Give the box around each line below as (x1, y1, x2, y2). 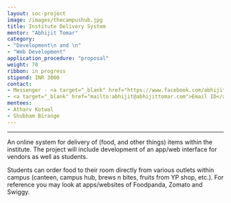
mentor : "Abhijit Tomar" (7, 29, 78, 36)
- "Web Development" (7, 49, 67, 56)
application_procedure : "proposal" (7, 55, 109, 62)
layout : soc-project (7, 10, 67, 17)
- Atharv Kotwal (7, 106, 54, 113)
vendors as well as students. (7, 152, 88, 160)
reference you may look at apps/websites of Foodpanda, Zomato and (7, 180, 203, 189)
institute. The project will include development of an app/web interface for (7, 145, 217, 153)
